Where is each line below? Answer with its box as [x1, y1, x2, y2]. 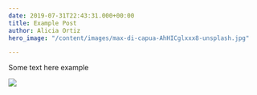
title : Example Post [8, 19, 78, 27]
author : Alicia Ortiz [8, 26, 81, 34]
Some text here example [8, 63, 89, 73]
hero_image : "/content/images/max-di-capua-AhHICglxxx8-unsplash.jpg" [8, 34, 250, 42]
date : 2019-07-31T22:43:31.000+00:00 [8, 11, 135, 20]
